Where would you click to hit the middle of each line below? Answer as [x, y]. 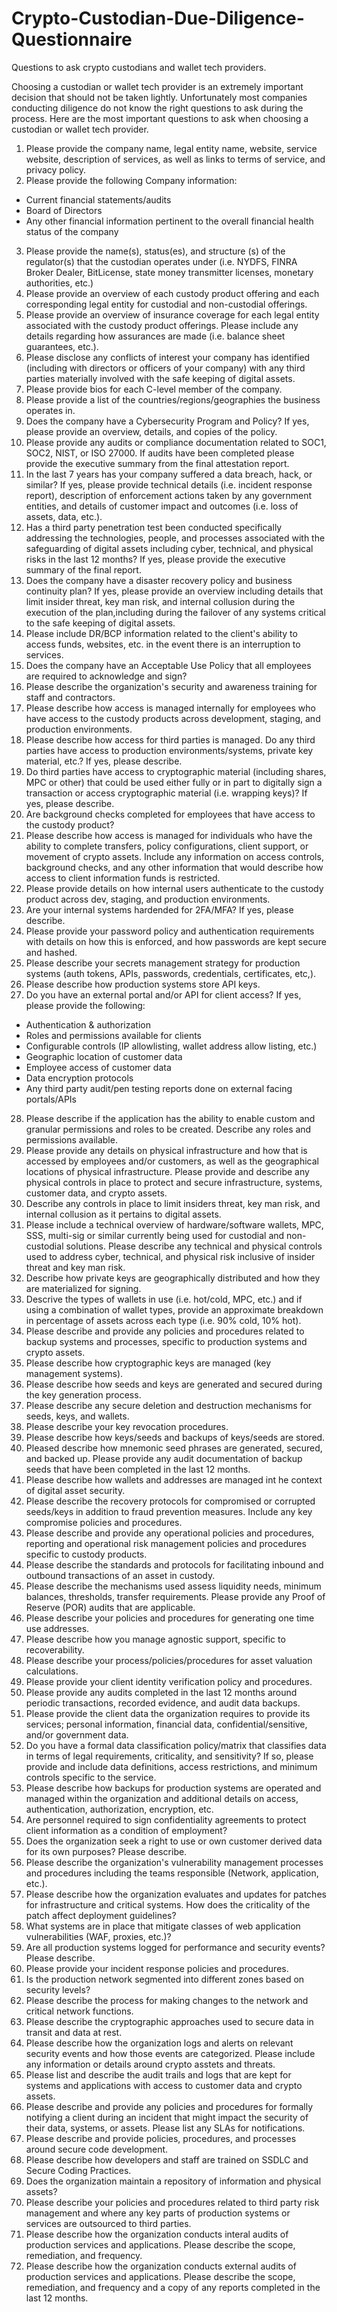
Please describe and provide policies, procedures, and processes [161, 2138]
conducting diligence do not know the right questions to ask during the [157, 108]
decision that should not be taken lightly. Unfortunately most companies [159, 97]
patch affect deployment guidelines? [101, 1915]
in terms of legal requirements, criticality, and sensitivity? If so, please [169, 1756]
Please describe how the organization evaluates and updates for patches [176, 1894]
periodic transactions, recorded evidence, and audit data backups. [163, 1703]
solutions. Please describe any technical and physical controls [194, 1246]
